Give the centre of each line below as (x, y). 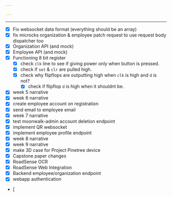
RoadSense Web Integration (42, 168)
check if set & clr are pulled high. (56, 69)
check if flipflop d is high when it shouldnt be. (76, 86)
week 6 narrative (30, 98)
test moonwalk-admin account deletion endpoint (64, 121)
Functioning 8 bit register (39, 58)
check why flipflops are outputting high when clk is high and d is (89, 75)
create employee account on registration (56, 104)
